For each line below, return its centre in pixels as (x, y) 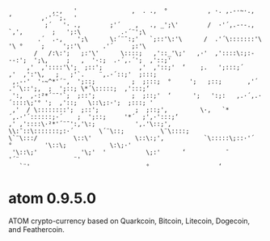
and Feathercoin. (36, 229)
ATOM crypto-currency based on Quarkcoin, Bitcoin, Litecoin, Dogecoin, (129, 221)
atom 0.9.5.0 (53, 199)
